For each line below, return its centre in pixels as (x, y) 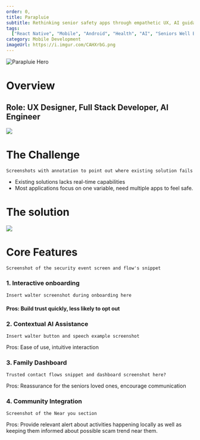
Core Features (42, 252)
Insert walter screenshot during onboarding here (69, 295)
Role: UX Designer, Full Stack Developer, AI (87, 108)
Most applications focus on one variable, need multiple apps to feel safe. (104, 188)
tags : (13, 28)
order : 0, (18, 12)
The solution (38, 212)
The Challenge (43, 155)
